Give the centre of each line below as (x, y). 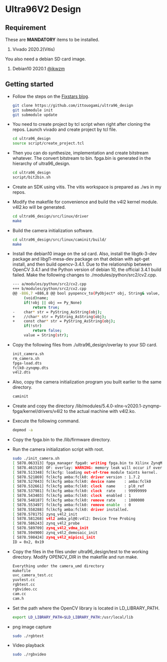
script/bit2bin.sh (31, 177)
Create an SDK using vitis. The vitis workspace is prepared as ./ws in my (87, 187)
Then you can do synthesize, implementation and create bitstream (80, 153)
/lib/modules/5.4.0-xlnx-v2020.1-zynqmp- (119, 406)
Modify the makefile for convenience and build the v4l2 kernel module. (85, 202)
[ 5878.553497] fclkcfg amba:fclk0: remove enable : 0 (72, 505)
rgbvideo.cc (25, 589)
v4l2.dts (21, 372)
